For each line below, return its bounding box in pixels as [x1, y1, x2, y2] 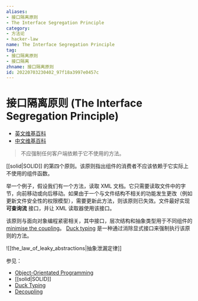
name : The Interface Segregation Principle [6, 42, 115, 48]
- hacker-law [6, 36, 38, 42]
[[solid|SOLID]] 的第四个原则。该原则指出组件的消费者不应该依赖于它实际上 [6, 162, 189, 169]
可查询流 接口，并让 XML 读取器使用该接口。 [6, 205, 115, 212]
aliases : [6, 8, 28, 15]
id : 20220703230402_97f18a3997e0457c [6, 69, 99, 75]
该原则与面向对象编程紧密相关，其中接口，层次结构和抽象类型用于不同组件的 [6, 217, 193, 225]
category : [6, 25, 31, 31]
